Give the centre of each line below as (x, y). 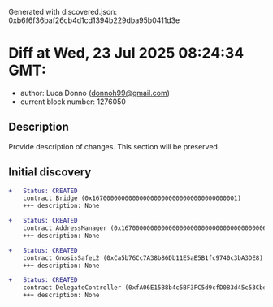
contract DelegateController (72, 288)
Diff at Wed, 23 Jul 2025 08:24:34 (126, 53)
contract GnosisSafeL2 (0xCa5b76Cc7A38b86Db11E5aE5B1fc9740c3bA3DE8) (143, 258)
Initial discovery (50, 173)
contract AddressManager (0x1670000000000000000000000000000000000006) (147, 228)
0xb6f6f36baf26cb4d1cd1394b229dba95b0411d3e (94, 20)
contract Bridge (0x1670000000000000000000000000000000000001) (132, 198)
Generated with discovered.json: (63, 12)
